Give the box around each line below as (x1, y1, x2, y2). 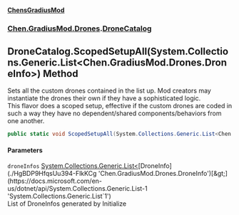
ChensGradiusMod (7, 6, 65, 14)
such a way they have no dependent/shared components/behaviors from (7, 109, 222, 117)
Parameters (7, 146, 43, 154)
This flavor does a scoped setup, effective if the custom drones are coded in (7, 102, 233, 110)
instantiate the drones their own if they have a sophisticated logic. (7, 94, 201, 103)
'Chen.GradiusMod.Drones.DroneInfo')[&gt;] (98, 169, 228, 178)
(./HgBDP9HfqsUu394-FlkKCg (7, 169, 97, 178)
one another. (7, 117, 45, 125)
